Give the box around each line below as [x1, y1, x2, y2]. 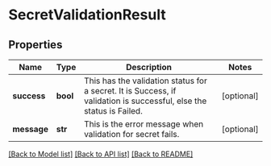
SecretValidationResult [8, 6, 167, 24]
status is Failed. [83, 106, 143, 116]
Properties [8, 38, 63, 52]
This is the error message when [83, 118, 204, 130]
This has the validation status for [83, 75, 207, 86]
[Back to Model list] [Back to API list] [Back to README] [8, 149, 194, 159]
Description [126, 62, 172, 73]
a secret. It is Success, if [83, 85, 177, 96]
